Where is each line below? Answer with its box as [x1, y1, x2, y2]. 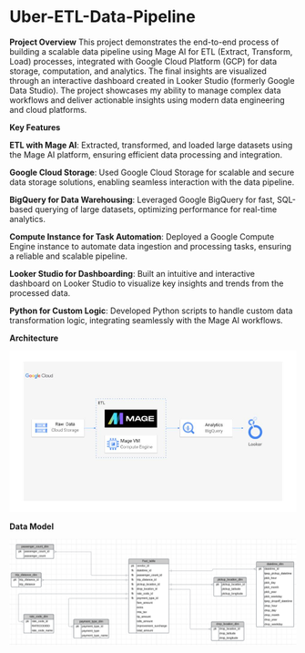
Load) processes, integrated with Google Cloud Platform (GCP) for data [9, 56, 278, 66]
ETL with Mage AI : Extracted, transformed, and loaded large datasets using [9, 139, 293, 150]
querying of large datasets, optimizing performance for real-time [35, 203, 278, 215]
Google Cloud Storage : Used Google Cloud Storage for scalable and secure [9, 167, 295, 178]
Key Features [9, 121, 61, 133]
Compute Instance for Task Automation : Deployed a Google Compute [9, 230, 275, 242]
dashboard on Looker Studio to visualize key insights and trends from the [9, 278, 284, 289]
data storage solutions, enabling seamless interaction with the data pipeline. [9, 176, 295, 188]
